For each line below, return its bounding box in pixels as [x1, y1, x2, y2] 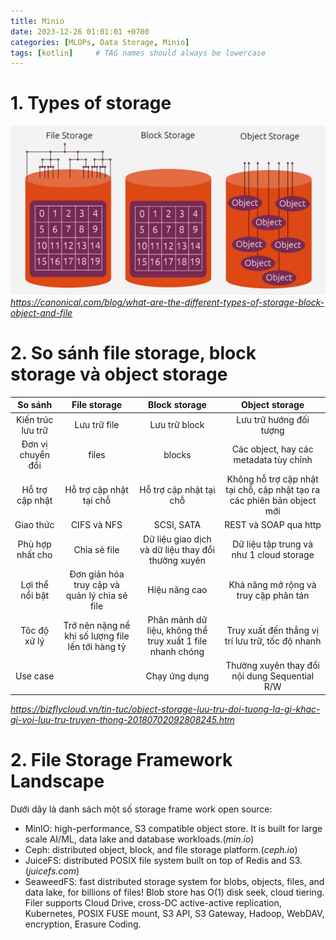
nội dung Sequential [231, 670, 315, 682]
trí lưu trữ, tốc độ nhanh [224, 635, 322, 647]
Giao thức [14, 519, 55, 531]
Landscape [10, 770, 105, 793]
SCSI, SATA [153, 519, 202, 531]
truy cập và [73, 578, 120, 590]
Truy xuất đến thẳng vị [226, 625, 320, 637]
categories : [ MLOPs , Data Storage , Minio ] [10, 37, 190, 47]
